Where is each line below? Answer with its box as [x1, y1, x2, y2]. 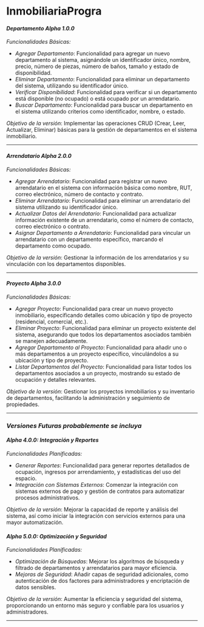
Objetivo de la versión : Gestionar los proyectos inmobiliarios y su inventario [6, 387, 195, 395]
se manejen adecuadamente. [15, 337, 88, 344]
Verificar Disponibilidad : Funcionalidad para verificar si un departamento [15, 89, 197, 96]
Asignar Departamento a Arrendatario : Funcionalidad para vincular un [15, 229, 191, 236]
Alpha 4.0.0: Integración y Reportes [6, 436, 99, 444]
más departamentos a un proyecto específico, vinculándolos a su [15, 350, 179, 358]
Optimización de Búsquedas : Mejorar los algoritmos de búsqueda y [15, 558, 184, 565]
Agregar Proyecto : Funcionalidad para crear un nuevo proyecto [15, 305, 174, 312]
